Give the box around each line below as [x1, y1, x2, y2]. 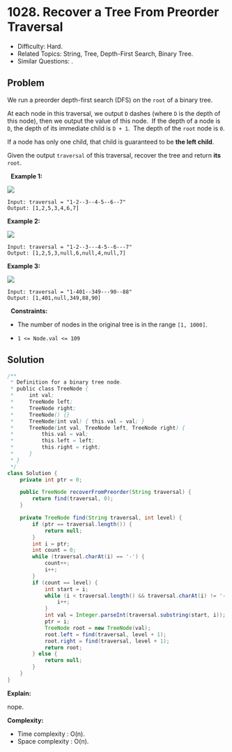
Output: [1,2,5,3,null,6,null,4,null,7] [7, 249, 127, 257]
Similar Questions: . [17, 57, 73, 65]
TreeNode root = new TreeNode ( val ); [44, 624, 151, 631]
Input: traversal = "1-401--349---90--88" [7, 288, 132, 295]
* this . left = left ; [10, 437, 95, 444]
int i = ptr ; [32, 540, 70, 548]
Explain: [7, 689, 31, 698]
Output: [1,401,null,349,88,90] [7, 294, 101, 301]
